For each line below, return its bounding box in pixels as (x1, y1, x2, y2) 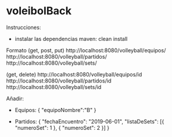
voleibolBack (6, 4, 72, 18)
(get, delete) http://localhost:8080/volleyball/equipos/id (6, 71, 142, 78)
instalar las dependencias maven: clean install (14, 35, 128, 42)
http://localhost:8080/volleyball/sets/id (6, 83, 102, 90)
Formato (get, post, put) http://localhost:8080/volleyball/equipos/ (6, 46, 166, 54)
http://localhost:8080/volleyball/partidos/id (6, 77, 112, 84)
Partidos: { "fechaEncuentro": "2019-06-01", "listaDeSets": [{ (14, 117, 165, 125)
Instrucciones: (6, 24, 42, 31)
